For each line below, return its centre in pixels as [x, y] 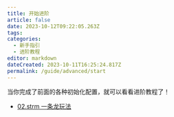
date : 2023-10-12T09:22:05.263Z [53, 26]
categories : [24, 39]
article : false [29, 20]
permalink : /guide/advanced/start [57, 71]
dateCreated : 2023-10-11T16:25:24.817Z [64, 65]
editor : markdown [32, 58]
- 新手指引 [27, 45]
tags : [15, 33]
